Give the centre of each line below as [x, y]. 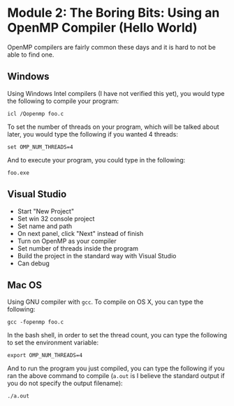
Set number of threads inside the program [78, 248]
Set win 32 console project [56, 218]
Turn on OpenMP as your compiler [67, 241]
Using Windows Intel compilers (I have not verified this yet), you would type [116, 93]
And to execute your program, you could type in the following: [96, 160]
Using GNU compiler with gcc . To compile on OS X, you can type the [105, 302]
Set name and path [45, 226]
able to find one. [31, 55]
